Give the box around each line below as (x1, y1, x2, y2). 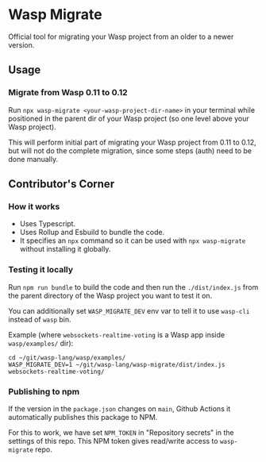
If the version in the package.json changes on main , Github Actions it (8, 403, 231, 414)
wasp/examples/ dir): (8, 338, 74, 348)
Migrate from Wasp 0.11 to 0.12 (8, 87, 129, 98)
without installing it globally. (19, 244, 111, 254)
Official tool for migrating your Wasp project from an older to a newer (8, 32, 234, 41)
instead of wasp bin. (8, 314, 71, 324)
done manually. (8, 154, 59, 164)
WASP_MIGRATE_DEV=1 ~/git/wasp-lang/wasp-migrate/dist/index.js (8, 360, 226, 368)
